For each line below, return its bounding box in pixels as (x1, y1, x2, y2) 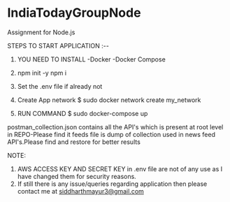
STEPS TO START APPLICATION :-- (7, 41, 110, 50)
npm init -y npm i (17, 68, 67, 77)
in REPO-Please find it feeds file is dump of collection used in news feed (7, 130, 215, 138)
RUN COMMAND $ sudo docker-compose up (17, 109, 148, 117)
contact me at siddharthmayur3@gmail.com (17, 187, 145, 195)
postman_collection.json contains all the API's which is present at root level (7, 122, 224, 131)
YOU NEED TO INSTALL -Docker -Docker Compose (17, 55, 166, 64)
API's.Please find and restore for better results (7, 138, 141, 146)
